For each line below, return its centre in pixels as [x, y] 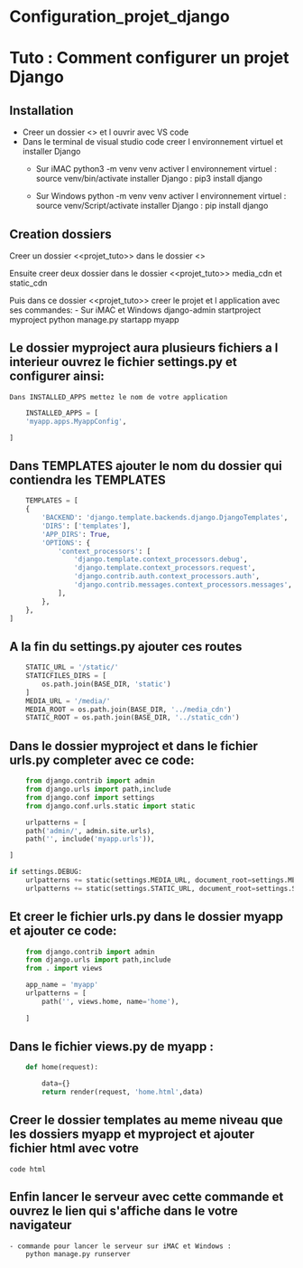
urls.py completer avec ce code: [102, 760]
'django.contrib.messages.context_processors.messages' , [183, 585]
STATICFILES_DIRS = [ [66, 676]
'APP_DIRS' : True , [76, 534]
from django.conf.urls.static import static [110, 806]
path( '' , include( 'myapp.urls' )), [90, 839]
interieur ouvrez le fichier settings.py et [123, 362]
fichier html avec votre [74, 1148]
